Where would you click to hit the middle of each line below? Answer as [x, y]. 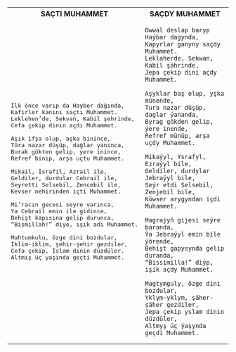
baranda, [159, 227]
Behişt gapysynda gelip [185, 248]
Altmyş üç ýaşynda [176, 326]
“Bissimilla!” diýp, [179, 262]
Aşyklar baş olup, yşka [185, 93]
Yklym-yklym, [166, 297]
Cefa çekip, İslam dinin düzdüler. [68, 251]
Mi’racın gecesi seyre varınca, [63, 205]
